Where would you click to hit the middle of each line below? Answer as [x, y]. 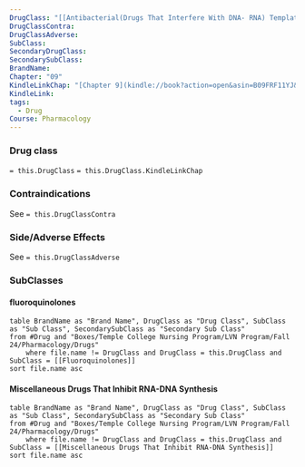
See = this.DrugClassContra [63, 213]
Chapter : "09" [36, 77]
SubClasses [36, 280]
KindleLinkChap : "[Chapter [60, 85]
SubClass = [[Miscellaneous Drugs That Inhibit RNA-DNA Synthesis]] [142, 448]
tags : [20, 102]
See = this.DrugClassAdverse [64, 257]
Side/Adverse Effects [58, 237]
